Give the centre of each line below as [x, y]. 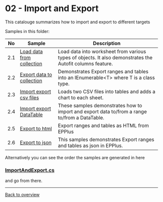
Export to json [36, 142]
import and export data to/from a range [102, 111]
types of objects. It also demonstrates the [105, 57]
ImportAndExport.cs [30, 170]
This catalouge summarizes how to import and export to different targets [78, 22]
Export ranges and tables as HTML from [103, 125]
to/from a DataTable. [81, 118]
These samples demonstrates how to [100, 105]
